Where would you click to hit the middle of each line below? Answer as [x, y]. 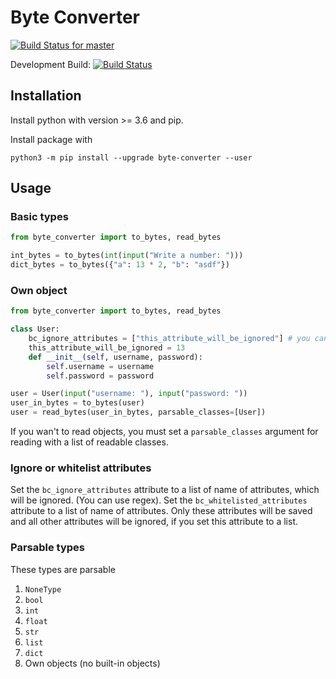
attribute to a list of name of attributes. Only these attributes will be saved [161, 511]
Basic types [39, 217]
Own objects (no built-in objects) [92, 663]
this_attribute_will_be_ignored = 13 [107, 347]
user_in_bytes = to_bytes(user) [77, 403]
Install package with [51, 139]
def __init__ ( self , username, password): [115, 357]
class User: [35, 329]
